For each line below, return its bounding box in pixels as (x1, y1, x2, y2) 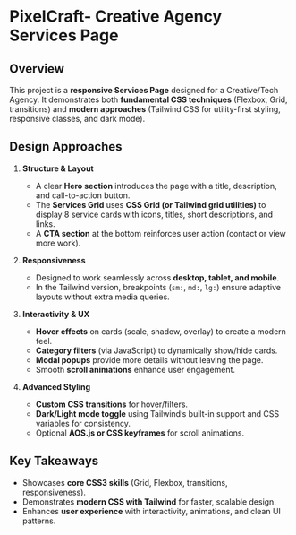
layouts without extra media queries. (35, 291, 170, 302)
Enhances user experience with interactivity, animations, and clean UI (21, 505, 282, 516)
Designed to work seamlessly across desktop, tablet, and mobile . (35, 272, 280, 283)
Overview (9, 61, 65, 76)
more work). (35, 237, 81, 248)
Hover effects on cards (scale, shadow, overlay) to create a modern (35, 325, 286, 337)
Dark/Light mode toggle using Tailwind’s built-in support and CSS (35, 408, 280, 419)
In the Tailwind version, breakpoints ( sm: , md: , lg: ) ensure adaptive (35, 281, 282, 292)
